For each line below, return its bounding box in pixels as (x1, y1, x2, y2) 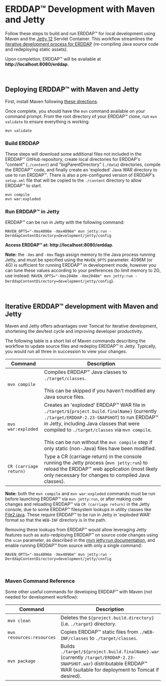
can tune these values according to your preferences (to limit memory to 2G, (5, 267, 161, 274)
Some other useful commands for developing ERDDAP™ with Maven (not (5, 589, 152, 595)
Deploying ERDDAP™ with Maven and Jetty (5, 85, 139, 94)
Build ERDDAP (5, 140, 40, 147)
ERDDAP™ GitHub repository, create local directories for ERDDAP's (5, 156, 141, 162)
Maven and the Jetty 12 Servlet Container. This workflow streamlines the (5, 36, 153, 42)
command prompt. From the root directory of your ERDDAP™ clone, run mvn (5, 113, 157, 119)
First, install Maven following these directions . (5, 98, 98, 104)
